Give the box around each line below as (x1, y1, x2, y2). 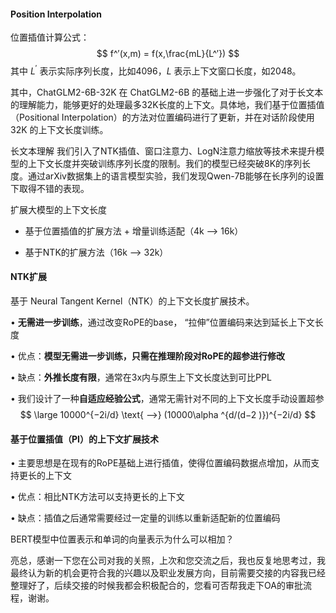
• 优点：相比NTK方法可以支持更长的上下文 (10, 491, 185, 503)
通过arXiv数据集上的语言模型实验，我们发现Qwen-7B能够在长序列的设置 (27, 170, 325, 182)
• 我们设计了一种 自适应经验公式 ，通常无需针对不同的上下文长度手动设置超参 (10, 393, 325, 405)
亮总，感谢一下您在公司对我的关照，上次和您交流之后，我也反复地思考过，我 (10, 555, 326, 567)
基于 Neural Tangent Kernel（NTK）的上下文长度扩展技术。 (10, 295, 255, 307)
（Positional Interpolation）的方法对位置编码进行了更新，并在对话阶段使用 (10, 111, 315, 123)
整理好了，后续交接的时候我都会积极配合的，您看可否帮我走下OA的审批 (10, 580, 303, 592)
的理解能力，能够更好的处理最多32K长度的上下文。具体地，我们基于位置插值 (10, 98, 325, 110)
